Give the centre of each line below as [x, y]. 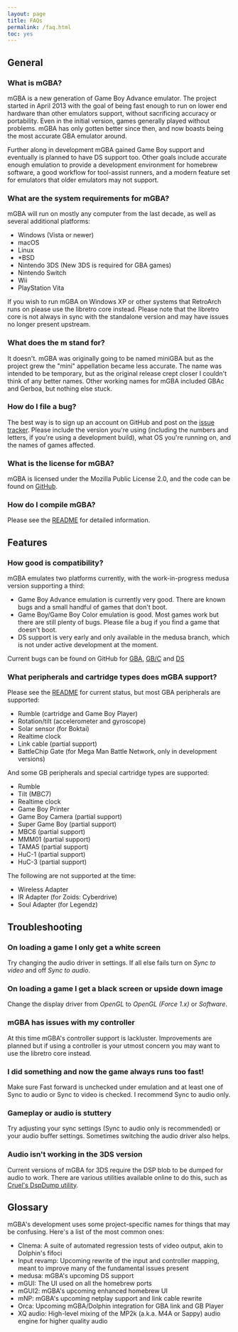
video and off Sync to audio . [49, 970]
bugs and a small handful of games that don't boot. [92, 607]
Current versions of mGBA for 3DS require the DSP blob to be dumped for [115, 1170]
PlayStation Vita [41, 288]
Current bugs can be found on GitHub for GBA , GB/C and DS [96, 659]
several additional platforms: [49, 222]
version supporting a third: [46, 586]
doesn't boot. [37, 630]
